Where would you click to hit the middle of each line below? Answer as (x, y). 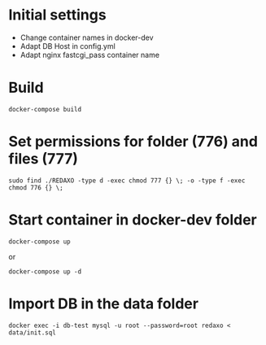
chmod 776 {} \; (36, 188)
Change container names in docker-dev (87, 37)
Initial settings (58, 15)
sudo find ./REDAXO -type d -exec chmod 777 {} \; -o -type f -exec (127, 181)
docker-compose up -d (45, 271)
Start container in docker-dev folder (133, 220)
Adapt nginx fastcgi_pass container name (90, 55)
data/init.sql (33, 332)
